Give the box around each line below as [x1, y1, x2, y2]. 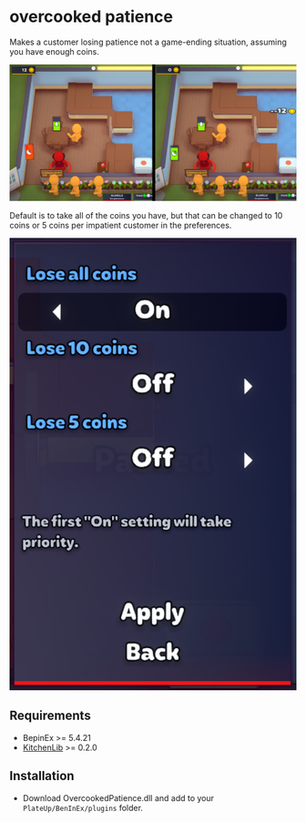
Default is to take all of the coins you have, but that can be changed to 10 [9, 209, 283, 220]
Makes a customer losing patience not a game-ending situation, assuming [9, 36, 287, 47]
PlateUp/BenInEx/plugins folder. [22, 802, 144, 813]
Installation [9, 768, 75, 784]
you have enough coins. [9, 46, 100, 56]
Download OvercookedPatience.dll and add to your [22, 792, 215, 803]
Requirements [9, 708, 91, 724]
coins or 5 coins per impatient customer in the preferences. [9, 219, 232, 230]
